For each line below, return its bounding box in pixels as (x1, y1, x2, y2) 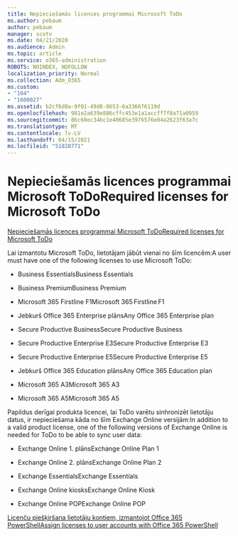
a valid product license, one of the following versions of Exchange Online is (7, 423, 227, 431)
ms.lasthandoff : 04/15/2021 (7, 136, 91, 143)
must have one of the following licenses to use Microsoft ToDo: (7, 256, 193, 265)
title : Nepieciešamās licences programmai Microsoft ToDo (7, 10, 183, 18)
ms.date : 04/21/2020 (7, 37, 69, 44)
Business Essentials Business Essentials (17, 270, 134, 278)
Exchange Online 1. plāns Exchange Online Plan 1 (17, 444, 159, 453)
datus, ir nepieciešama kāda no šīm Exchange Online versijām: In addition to (7, 416, 229, 424)
